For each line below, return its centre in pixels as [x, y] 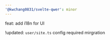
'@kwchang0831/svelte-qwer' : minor [41, 9]
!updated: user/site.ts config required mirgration [55, 32]
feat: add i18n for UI [25, 23]
